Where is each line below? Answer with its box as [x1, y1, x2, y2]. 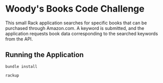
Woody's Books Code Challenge [5, 3, 145, 15]
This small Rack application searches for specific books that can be [5, 20, 147, 26]
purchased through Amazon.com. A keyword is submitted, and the [5, 25, 144, 31]
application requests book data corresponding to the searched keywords [5, 30, 158, 36]
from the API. [5, 36, 33, 42]
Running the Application [5, 51, 84, 59]
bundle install [5, 64, 38, 69]
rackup [5, 73, 19, 78]
